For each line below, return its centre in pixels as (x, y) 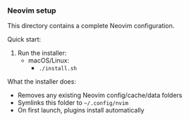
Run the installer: (42, 53)
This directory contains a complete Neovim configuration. (91, 26)
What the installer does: (42, 82)
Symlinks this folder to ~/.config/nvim (73, 103)
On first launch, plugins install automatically (81, 110)
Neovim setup (32, 11)
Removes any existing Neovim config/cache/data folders (100, 95)
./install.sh (58, 69)
